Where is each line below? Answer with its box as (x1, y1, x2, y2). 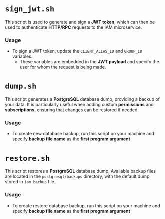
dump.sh (5, 82, 37, 91)
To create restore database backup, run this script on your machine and (12, 202, 161, 209)
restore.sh (5, 153, 50, 163)
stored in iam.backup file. (5, 179, 56, 185)
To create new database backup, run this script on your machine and (12, 131, 155, 137)
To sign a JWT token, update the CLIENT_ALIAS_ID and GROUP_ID (12, 48, 142, 54)
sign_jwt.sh (5, 4, 55, 14)
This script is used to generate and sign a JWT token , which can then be (5, 19, 155, 25)
